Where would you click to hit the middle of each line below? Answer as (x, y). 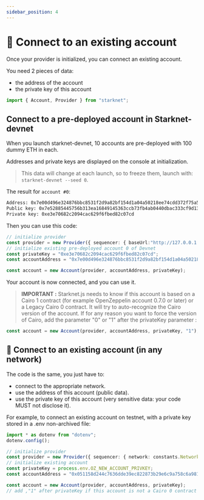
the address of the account (49, 82)
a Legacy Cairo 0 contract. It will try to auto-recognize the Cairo (101, 307)
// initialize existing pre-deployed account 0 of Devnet (81, 248)
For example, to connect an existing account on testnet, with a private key (99, 417)
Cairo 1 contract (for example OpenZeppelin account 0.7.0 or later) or (107, 301)
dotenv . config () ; (28, 440)
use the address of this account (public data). (72, 392)
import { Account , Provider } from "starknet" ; (68, 100)
